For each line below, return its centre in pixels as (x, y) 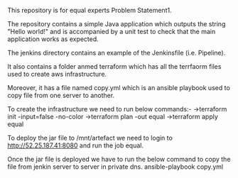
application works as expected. (53, 39)
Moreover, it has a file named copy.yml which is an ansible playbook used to (119, 88)
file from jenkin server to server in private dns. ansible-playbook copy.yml (115, 167)
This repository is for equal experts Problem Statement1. (90, 10)
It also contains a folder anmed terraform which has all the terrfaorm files (114, 66)
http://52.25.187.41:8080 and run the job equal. (76, 145)
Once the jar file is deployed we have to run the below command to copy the (119, 159)
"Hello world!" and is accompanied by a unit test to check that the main (112, 32)
